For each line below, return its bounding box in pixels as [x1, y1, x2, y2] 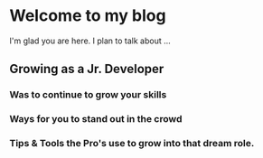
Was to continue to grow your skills [9, 88, 167, 101]
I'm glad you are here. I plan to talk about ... [9, 35, 172, 46]
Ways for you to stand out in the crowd [9, 113, 183, 125]
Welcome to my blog [9, 5, 166, 26]
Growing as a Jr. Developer [9, 61, 164, 77]
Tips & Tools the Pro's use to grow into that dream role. [9, 137, 255, 150]
